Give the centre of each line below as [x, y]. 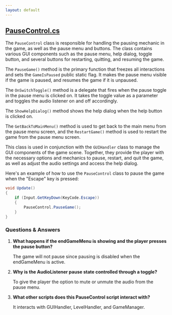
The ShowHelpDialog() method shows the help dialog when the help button [84, 111]
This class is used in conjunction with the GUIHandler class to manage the [83, 147]
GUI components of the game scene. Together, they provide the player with [85, 153]
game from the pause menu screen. [43, 137]
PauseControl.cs [33, 31]
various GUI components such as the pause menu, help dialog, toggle [79, 54]
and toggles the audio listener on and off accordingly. [62, 101]
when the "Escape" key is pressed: [42, 179]
